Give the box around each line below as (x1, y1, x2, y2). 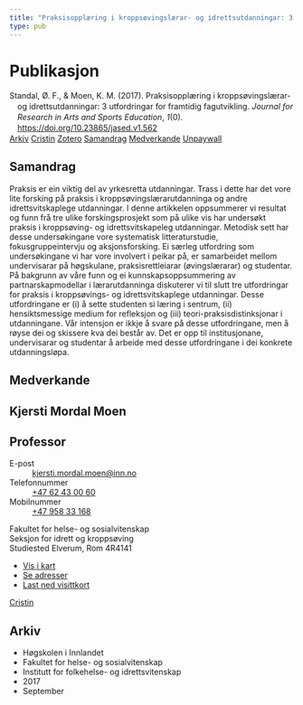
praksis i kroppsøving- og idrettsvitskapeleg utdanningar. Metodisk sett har (9, 221, 289, 232)
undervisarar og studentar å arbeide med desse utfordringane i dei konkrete (9, 336, 293, 348)
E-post (9, 458, 34, 469)
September (22, 686, 65, 697)
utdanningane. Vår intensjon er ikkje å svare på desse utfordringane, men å (9, 317, 289, 328)
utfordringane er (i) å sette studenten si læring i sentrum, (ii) (9, 298, 232, 309)
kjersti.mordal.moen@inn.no (32, 467, 137, 479)
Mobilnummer (9, 496, 62, 507)
